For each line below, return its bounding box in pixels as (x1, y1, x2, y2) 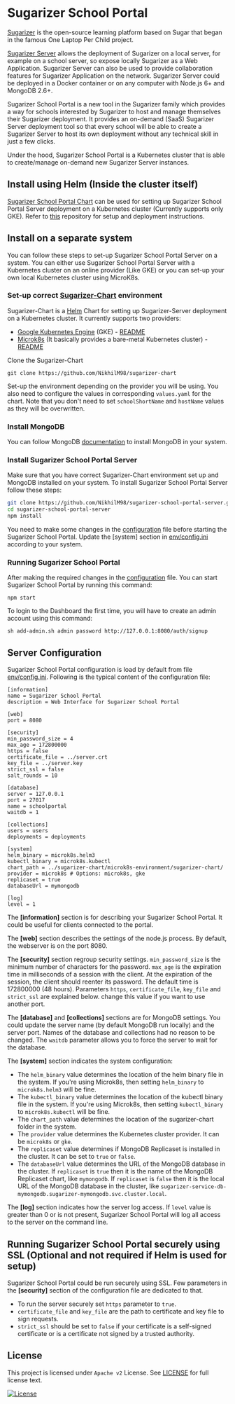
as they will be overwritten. (7, 404, 85, 413)
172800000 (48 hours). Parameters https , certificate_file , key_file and (7, 985, 222, 993)
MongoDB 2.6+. (7, 86, 53, 95)
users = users (7, 827, 49, 834)
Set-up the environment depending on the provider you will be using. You (7, 382, 219, 390)
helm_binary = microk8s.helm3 (7, 852, 96, 859)
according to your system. (7, 540, 83, 549)
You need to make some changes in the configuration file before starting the (7, 525, 227, 534)
